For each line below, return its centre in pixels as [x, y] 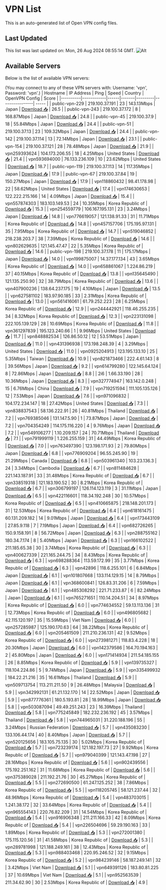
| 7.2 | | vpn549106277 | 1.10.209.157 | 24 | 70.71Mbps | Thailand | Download [82, 433]
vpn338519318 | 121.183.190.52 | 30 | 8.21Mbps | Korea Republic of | [74, 483]
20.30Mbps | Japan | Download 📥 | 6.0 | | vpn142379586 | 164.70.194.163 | [82, 647]
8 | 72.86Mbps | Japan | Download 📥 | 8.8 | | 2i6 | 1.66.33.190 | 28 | [74, 374]
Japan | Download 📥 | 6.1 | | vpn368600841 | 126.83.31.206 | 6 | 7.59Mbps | [82, 583]
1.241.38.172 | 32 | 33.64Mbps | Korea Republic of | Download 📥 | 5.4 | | [78, 805]
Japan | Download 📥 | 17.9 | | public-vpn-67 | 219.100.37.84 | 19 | [71, 174]
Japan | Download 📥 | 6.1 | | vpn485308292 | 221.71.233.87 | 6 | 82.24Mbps [83, 590]
